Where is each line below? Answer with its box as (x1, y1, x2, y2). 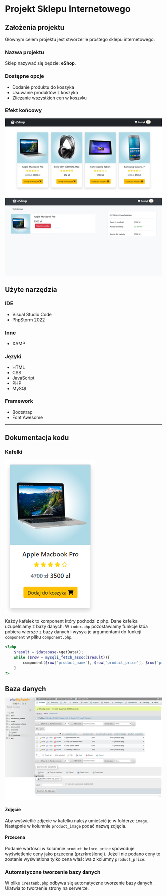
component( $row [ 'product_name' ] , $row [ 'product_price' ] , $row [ (23, 660, 157, 665)
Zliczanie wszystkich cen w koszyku (12, 95, 87, 100)
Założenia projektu (5, 23, 65, 32)
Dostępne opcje (5, 73, 44, 80)
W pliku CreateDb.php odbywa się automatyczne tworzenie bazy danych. (5, 880, 154, 886)
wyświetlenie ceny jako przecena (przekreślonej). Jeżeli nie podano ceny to (5, 851, 161, 857)
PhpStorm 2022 (12, 317, 45, 323)
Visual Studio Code (12, 311, 52, 317)
